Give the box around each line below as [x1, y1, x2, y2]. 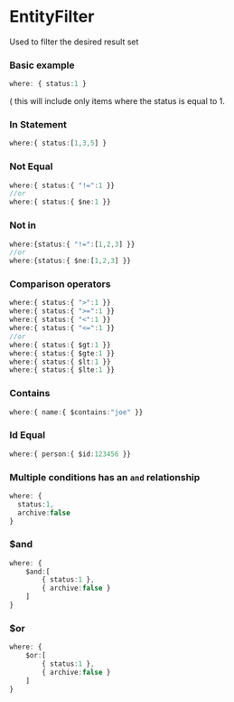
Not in [9, 219, 36, 232]
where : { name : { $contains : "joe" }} [9, 407, 144, 417]
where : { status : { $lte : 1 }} [9, 365, 116, 375]
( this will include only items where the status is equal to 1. [9, 96, 226, 107]
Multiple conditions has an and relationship [9, 470, 201, 483]
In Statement [9, 119, 68, 131]
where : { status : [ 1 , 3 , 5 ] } [9, 138, 107, 148]
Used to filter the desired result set [9, 36, 139, 47]
